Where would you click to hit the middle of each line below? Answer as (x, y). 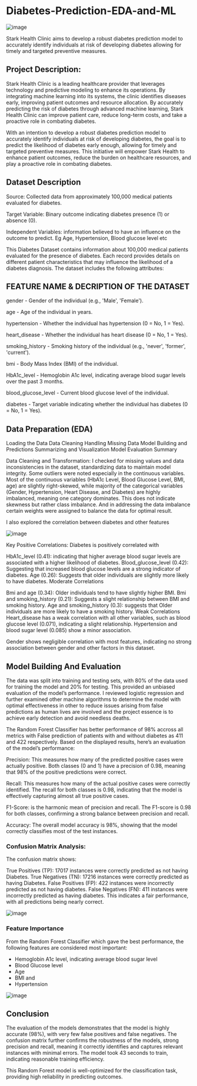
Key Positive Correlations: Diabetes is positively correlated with (83, 545)
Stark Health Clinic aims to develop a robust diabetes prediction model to (95, 38)
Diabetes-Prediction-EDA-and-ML (91, 11)
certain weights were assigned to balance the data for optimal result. (89, 511)
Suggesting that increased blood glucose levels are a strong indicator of (94, 569)
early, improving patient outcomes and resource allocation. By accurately (95, 102)
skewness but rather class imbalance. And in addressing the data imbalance (98, 504)
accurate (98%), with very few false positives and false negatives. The (92, 1034)
